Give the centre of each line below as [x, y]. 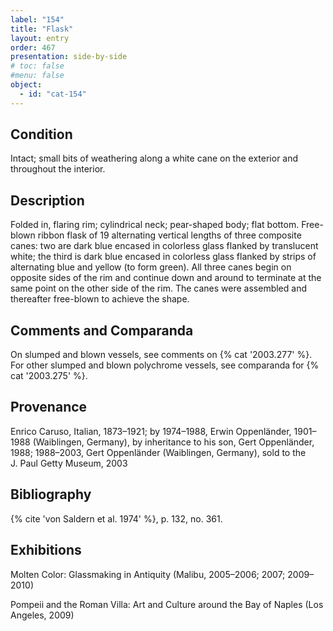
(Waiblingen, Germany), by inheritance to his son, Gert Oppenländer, [173, 442]
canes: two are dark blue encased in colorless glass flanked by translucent [164, 246]
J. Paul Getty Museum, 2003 [69, 463]
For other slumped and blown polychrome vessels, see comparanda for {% [165, 365]
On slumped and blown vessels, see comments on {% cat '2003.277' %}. [161, 355]
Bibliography [51, 494]
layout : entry [40, 38]
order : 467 [33, 47]
